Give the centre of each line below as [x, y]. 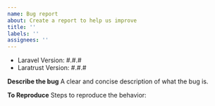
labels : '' [23, 34]
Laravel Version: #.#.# [50, 60]
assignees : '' [28, 40]
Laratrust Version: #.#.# [52, 68]
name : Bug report [33, 14]
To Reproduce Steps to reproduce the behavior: [77, 95]
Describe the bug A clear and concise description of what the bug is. [108, 81]
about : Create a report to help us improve [72, 20]
